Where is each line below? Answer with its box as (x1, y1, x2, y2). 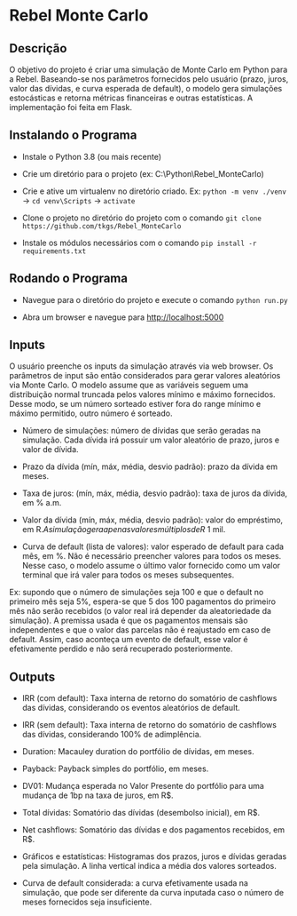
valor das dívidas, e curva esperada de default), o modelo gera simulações (9, 84, 283, 93)
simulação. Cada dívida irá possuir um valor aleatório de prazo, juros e (21, 434, 280, 445)
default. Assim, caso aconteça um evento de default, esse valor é (9, 634, 248, 645)
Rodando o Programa (9, 271, 129, 286)
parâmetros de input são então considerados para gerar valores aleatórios (9, 370, 281, 381)
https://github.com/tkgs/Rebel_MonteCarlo (21, 221, 182, 231)
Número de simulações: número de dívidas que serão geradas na (21, 426, 262, 436)
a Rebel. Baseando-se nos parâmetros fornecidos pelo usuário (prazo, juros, (9, 74, 289, 84)
